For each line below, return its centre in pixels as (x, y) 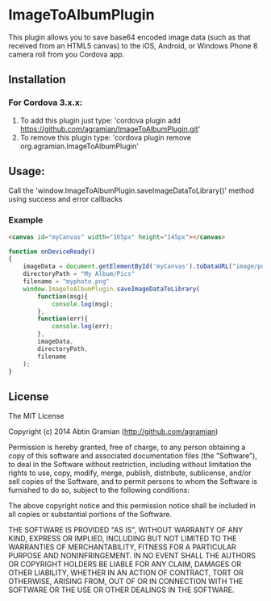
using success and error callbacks (65, 199)
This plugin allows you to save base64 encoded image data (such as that (130, 37)
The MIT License (36, 416)
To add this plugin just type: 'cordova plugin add (100, 120)
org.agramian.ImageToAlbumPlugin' (79, 146)
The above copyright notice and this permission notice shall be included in (132, 506)
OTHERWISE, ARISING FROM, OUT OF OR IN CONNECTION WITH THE (126, 582)
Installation (37, 79)
